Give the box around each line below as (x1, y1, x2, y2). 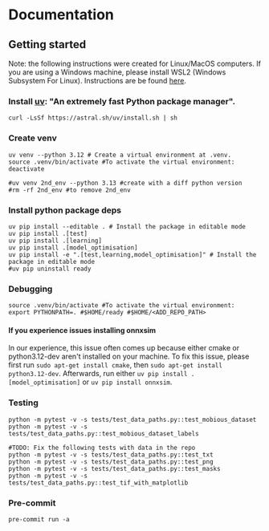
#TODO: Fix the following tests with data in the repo (8, 444, 196, 452)
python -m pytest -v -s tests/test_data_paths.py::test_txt (8, 451, 214, 459)
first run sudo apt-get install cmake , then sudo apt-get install (8, 360, 223, 370)
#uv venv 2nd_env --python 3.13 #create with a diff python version (8, 179, 243, 187)
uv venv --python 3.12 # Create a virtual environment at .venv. (8, 151, 231, 159)
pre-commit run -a (8, 515, 70, 523)
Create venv (8, 132, 58, 144)
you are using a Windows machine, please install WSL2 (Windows (8, 67, 226, 77)
